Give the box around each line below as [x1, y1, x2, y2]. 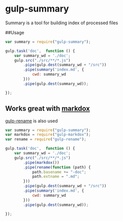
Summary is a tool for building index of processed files [5, 20, 118, 26]
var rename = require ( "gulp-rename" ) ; [5, 137, 86, 142]
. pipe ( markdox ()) [23, 160, 59, 165]
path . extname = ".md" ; [32, 174, 80, 179]
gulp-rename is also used [5, 118, 58, 124]
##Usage [5, 29, 25, 35]
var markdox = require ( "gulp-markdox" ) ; [5, 132, 91, 137]
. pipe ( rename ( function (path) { [23, 164, 91, 170]
